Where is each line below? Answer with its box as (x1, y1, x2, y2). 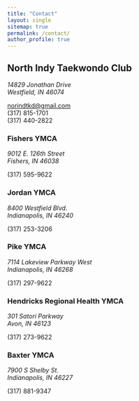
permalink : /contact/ (7, 29, 71, 37)
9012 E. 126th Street (7, 149, 65, 158)
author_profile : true (7, 36, 71, 43)
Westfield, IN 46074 (7, 88, 65, 96)
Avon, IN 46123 (7, 319, 51, 328)
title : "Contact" (7, 10, 58, 17)
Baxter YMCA (7, 350, 54, 360)
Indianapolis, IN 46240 (7, 211, 73, 220)
